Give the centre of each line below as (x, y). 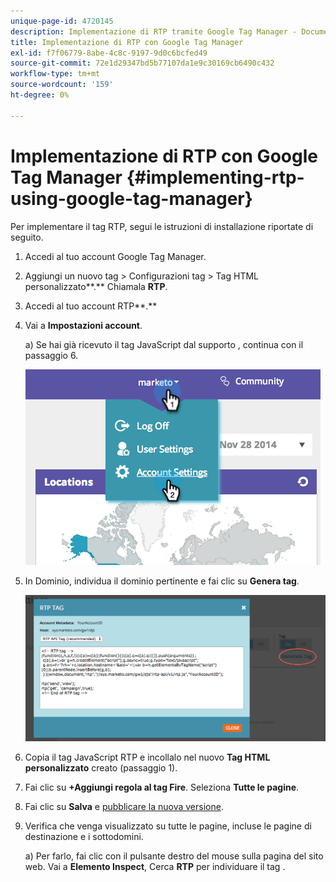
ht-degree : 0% (40, 95)
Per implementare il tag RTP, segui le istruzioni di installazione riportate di (162, 226)
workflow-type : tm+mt (55, 74)
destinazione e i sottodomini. (84, 836)
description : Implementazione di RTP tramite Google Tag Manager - (154, 31)
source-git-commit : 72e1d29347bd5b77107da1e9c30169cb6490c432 (142, 63)
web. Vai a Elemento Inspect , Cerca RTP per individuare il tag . (155, 866)
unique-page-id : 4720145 (62, 21)
